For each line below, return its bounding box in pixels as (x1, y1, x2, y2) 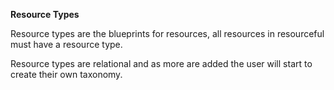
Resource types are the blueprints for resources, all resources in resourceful (10, 28, 325, 39)
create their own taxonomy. (10, 69, 123, 80)
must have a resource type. (10, 39, 123, 50)
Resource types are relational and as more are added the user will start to (10, 58, 313, 69)
